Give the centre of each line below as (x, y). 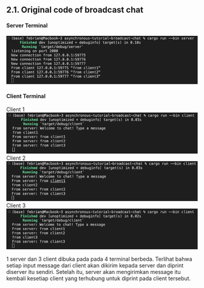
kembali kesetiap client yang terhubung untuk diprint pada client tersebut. (99, 278)
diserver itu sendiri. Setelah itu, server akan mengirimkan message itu (93, 272)
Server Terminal (27, 25)
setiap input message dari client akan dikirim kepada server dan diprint (95, 265)
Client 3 (16, 205)
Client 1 (15, 109)
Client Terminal (26, 96)
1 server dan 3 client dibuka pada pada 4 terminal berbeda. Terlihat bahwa (99, 259)
